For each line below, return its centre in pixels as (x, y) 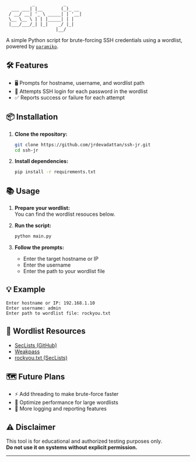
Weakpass (27, 351)
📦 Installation (32, 117)
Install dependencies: (41, 161)
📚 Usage (23, 191)
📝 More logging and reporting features (60, 409)
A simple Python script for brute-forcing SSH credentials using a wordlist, (94, 40)
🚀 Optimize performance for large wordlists (66, 402)
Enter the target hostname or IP (61, 258)
